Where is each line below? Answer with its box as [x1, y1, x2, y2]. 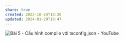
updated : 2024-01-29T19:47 [5, 16, 62, 21]
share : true [5, 7, 30, 12]
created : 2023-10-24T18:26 [5, 12, 62, 17]
